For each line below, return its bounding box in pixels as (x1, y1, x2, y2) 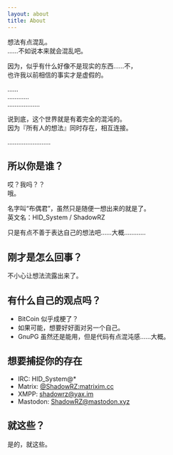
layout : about (7, 10, 50, 18)
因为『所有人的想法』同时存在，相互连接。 (7, 123, 132, 132)
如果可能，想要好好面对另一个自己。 (17, 323, 125, 332)
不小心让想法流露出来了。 (7, 271, 83, 280)
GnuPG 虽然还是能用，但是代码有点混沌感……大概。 (17, 332, 170, 340)
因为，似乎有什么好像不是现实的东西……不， (7, 61, 137, 70)
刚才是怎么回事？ (7, 251, 83, 263)
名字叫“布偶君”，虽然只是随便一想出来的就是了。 (7, 204, 151, 213)
